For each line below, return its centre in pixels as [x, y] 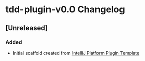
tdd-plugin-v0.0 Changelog [65, 9]
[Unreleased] [27, 28]
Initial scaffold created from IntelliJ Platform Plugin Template [76, 53]
